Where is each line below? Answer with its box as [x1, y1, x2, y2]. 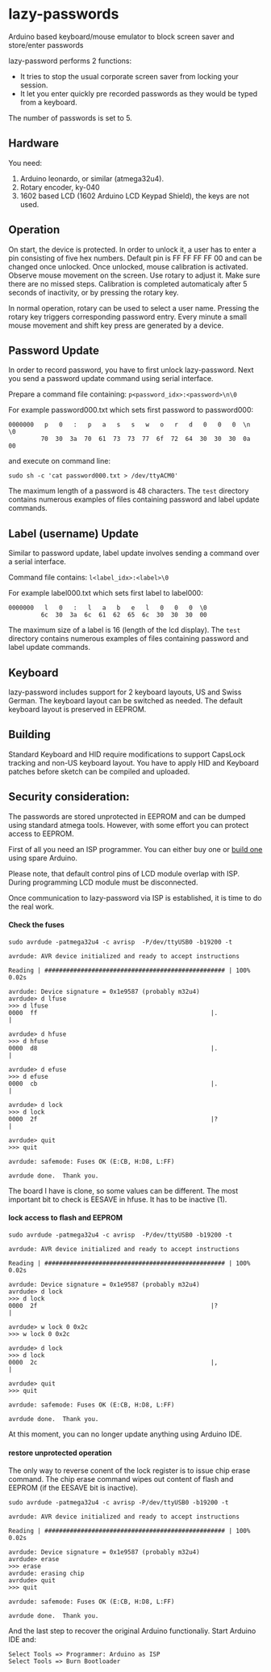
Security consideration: [8, 790, 131, 804]
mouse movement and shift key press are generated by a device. [8, 320, 224, 330]
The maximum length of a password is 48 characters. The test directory [8, 486, 249, 496]
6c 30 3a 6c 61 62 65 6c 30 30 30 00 [40, 611, 207, 619]
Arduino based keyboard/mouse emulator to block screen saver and [8, 32, 235, 41]
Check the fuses [8, 920, 65, 930]
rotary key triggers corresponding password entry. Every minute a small [8, 312, 248, 321]
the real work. [8, 902, 55, 911]
